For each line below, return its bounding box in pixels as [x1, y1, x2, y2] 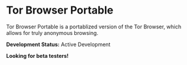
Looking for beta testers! [6, 52, 69, 59]
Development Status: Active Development [6, 41, 111, 48]
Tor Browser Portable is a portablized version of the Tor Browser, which [6, 23, 182, 30]
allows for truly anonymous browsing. [6, 29, 98, 36]
